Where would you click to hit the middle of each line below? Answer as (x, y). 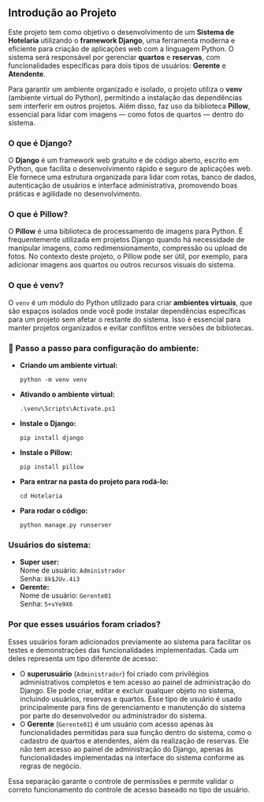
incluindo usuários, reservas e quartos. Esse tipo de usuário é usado (131, 699)
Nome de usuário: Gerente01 (65, 595)
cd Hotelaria (41, 496)
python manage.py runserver (65, 525)
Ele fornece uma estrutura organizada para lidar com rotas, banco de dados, (132, 177)
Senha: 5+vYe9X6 (46, 604)
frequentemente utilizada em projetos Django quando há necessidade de (126, 240)
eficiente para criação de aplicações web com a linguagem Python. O (121, 48)
